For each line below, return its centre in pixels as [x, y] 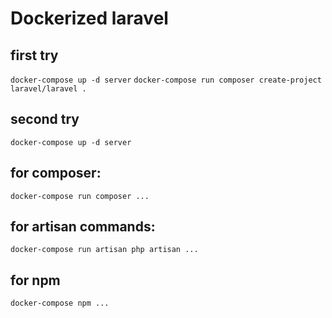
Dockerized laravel [89, 18]
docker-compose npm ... [60, 303]
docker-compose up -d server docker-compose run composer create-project [166, 80]
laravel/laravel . [48, 89]
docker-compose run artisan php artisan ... [104, 250]
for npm [35, 280]
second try [45, 119]
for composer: [56, 173]
